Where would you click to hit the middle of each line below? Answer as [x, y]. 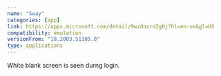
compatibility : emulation [44, 33]
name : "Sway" [26, 13]
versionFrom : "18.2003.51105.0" [54, 39]
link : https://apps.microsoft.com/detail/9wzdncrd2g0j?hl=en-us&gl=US [111, 26]
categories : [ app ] [33, 20]
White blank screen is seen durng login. [64, 65]
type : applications [35, 46]
